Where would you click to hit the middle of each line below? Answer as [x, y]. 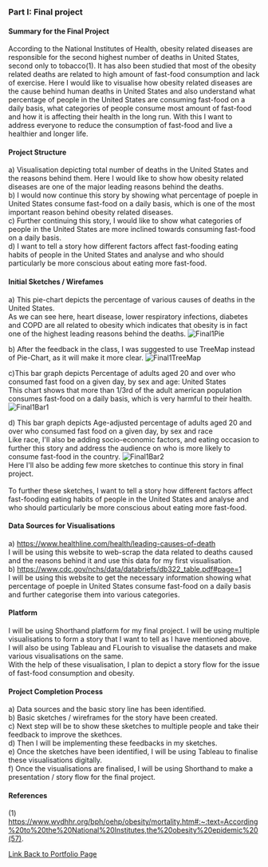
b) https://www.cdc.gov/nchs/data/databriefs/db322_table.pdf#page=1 [125, 569]
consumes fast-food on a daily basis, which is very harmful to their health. [130, 398]
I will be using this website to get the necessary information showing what [130, 577]
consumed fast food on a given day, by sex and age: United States [117, 382]
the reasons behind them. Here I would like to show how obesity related [126, 178]
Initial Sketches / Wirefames [56, 282]
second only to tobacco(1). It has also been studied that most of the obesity [132, 66]
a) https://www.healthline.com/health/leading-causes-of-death [112, 543]
